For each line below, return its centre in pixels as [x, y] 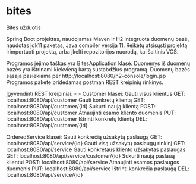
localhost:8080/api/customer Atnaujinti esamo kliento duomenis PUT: [91, 113]
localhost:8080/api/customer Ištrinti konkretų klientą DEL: [77, 119]
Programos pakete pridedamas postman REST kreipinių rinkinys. [85, 82]
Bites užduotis [23, 27]
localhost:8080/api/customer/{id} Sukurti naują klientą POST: [81, 106]
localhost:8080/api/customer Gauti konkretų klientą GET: [76, 100]
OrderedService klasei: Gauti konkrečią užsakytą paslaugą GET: [84, 137]
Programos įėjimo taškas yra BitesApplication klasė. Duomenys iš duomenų [98, 63]
